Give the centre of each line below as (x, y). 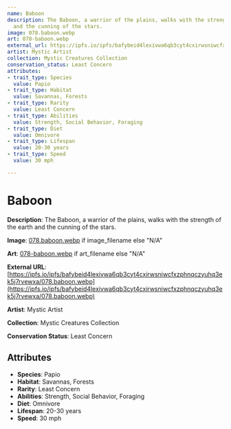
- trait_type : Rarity (38, 103)
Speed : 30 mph (39, 418)
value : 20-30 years (41, 148)
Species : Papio (38, 374)
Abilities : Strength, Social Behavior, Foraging (81, 396)
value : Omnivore (36, 135)
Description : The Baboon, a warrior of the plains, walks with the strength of (114, 219)
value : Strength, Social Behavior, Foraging (78, 122)
